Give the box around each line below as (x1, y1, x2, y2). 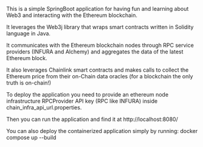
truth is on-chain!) (6, 79, 52, 86)
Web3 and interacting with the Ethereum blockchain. (6, 12, 138, 19)
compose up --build (6, 134, 57, 141)
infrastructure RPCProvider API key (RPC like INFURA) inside (6, 97, 158, 104)
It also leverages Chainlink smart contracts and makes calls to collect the (6, 66, 189, 73)
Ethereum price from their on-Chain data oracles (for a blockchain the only (6, 73, 193, 80)
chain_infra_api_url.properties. (6, 104, 82, 111)
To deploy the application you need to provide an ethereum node (6, 91, 169, 98)
